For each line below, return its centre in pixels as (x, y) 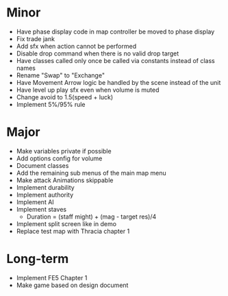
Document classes (42, 165)
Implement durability (45, 187)
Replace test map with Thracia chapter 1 (73, 231)
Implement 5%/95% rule (51, 104)
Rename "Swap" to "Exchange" (61, 75)
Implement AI (35, 202)
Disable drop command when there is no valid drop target (98, 53)
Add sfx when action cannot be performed (76, 46)
